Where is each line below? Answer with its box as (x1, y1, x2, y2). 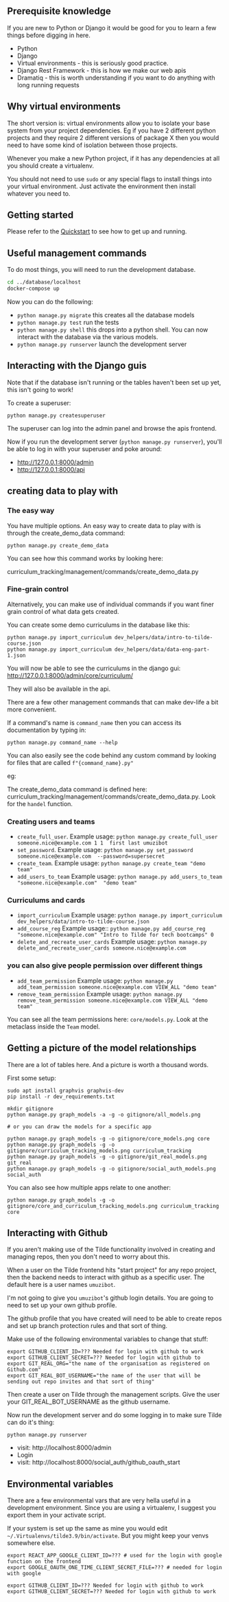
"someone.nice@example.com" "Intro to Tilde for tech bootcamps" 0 (16, 932, 214, 939)
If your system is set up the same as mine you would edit (7, 1524, 168, 1533)
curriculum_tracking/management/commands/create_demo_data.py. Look (7, 792, 216, 801)
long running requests (16, 80, 80, 89)
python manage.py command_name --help (7, 739, 118, 746)
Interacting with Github (7, 1227, 108, 1239)
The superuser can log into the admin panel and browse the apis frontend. (7, 424, 217, 432)
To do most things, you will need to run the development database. (7, 266, 196, 274)
